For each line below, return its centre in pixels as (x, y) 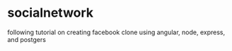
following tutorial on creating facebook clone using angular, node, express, (116, 32)
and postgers (27, 39)
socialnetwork (51, 13)
